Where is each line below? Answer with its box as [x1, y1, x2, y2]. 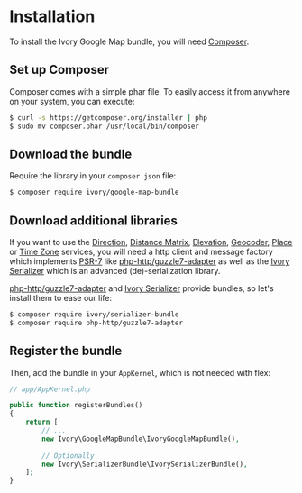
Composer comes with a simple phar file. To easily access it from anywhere [9, 86, 291, 96]
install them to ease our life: [9, 293, 113, 303]
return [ [25, 417, 59, 427]
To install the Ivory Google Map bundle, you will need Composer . [9, 36, 250, 47]
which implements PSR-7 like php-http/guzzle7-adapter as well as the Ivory [9, 256, 290, 267]
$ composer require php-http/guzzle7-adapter [9, 318, 183, 327]
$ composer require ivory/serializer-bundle [9, 310, 179, 319]
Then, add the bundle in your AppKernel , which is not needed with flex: [9, 367, 271, 378]
